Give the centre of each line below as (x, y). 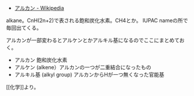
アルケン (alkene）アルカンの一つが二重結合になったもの (83, 67)
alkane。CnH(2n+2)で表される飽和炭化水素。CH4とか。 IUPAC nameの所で (97, 20)
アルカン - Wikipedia (39, 8)
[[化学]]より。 (22, 87)
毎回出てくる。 (24, 28)
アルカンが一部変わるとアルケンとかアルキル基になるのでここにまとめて (93, 40)
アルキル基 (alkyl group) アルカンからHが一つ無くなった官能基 (89, 75)
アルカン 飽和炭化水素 (41, 60)
